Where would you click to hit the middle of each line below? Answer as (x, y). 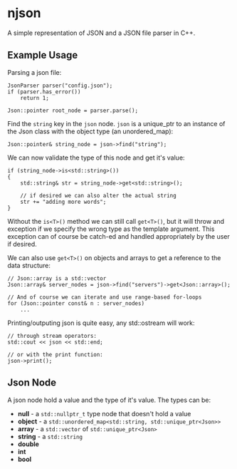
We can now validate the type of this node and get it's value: (96, 158)
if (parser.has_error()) (44, 92)
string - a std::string (50, 436)
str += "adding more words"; (63, 202)
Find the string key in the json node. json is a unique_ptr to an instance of (116, 123)
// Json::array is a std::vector (57, 278)
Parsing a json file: (35, 72)
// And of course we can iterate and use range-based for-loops (105, 297)
